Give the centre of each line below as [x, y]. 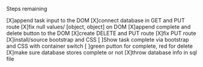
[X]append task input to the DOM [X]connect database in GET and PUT [96, 20]
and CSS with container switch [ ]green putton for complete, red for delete [100, 46]
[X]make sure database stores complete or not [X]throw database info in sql [101, 53]
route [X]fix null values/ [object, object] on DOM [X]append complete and [98, 27]
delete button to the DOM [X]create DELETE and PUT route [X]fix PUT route [101, 33]
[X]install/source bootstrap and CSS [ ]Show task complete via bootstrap [98, 40]
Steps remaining [27, 9]
